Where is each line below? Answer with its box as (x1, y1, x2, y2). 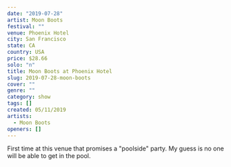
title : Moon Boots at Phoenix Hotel (7, 68, 112, 75)
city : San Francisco (7, 36, 67, 43)
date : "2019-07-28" (7, 10, 63, 17)
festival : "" (7, 23, 45, 30)
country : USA (7, 49, 45, 56)
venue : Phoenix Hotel (7, 29, 70, 37)
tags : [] (7, 100, 32, 107)
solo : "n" (7, 61, 36, 68)
